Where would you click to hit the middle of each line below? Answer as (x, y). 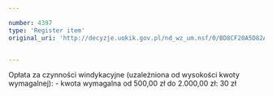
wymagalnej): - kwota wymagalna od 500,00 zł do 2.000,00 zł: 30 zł (123, 83)
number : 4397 (30, 23)
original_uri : (32, 38)
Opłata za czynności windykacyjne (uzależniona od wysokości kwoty (124, 75)
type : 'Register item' (47, 30)
